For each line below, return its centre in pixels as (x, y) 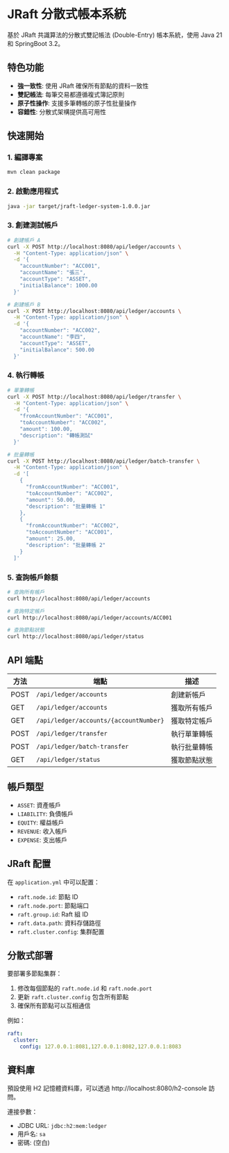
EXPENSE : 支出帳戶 (42, 840)
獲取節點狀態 (192, 760)
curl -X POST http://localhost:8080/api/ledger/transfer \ (94, 397)
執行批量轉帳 (192, 747)
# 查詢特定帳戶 (26, 611)
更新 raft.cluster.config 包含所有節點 (73, 997)
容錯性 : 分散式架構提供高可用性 (61, 111)
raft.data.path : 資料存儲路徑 (59, 923)
